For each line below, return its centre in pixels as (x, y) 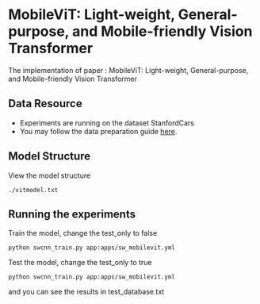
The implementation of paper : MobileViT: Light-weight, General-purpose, (128, 70)
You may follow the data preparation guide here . (98, 131)
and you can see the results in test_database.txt (86, 292)
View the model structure (50, 175)
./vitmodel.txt (33, 190)
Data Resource (45, 104)
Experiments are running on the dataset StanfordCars (107, 123)
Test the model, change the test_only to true (80, 263)
